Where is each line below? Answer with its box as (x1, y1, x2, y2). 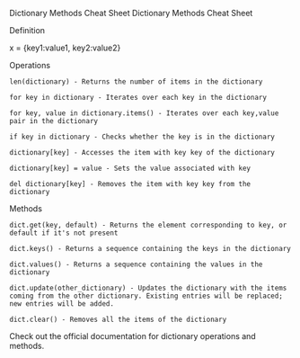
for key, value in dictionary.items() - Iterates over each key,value (9, 109, 279, 118)
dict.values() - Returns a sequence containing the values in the (9, 260, 263, 269)
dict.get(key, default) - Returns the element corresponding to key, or (9, 220, 287, 229)
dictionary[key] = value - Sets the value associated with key (9, 164, 251, 173)
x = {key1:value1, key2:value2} (9, 42, 121, 53)
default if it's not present (9, 228, 119, 237)
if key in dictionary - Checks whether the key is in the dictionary (9, 132, 276, 141)
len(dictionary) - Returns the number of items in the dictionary (9, 77, 263, 86)
